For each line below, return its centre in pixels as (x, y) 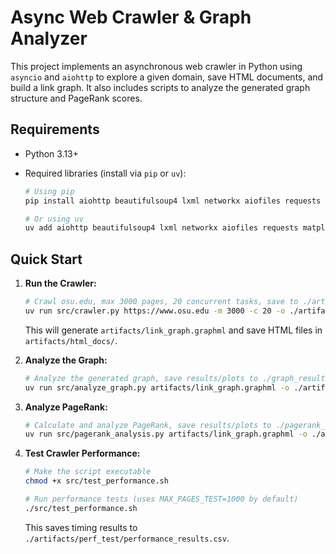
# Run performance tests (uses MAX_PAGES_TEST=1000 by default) (161, 499)
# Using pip (49, 191)
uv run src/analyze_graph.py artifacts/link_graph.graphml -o (157, 387)
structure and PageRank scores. (76, 98)
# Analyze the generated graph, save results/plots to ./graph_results (177, 378)
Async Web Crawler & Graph (131, 17)
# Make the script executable (88, 472)
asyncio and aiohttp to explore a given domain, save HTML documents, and (167, 77)
